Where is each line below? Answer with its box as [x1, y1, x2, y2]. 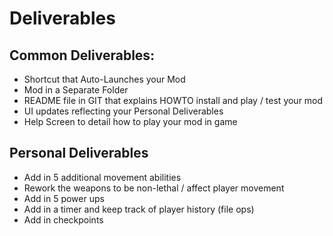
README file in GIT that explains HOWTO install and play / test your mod [23, 95, 324, 106]
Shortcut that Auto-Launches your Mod [23, 73, 186, 85]
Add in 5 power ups [23, 192, 105, 204]
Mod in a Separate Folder [23, 84, 129, 96]
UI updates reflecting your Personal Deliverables [23, 105, 224, 117]
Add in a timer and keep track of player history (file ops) [23, 203, 255, 215]
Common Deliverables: [9, 47, 156, 64]
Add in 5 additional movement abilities [23, 171, 182, 183]
